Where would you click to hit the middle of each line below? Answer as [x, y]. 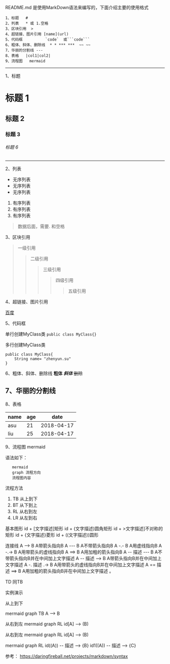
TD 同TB [14, 581]
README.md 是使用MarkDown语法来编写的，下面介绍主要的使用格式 [77, 7]
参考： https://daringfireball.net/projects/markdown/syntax [67, 656]
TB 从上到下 [25, 499]
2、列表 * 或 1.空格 [27, 23]
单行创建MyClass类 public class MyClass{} [51, 334]
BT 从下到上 [25, 505]
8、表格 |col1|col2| [28, 56]
